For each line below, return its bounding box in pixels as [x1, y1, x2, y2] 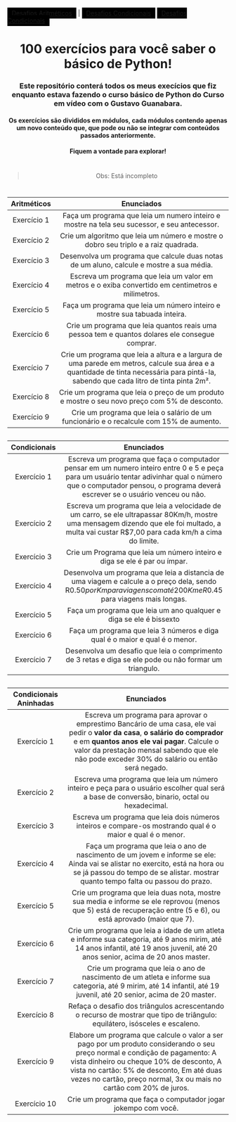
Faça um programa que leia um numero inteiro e [63, 210, 221, 220]
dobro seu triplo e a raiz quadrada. [84, 239, 199, 249]
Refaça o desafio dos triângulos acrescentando [67, 1001, 225, 1011]
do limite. [129, 536, 159, 546]
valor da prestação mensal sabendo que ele [74, 746, 219, 756]
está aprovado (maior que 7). [98, 914, 195, 924]
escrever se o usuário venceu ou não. [81, 490, 206, 499]
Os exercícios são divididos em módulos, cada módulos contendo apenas [8, 116, 228, 125]
